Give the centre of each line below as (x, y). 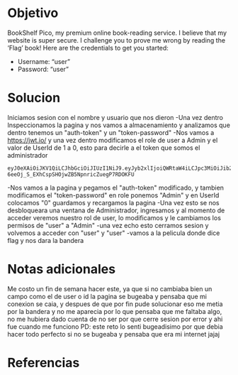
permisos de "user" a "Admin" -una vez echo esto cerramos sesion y (108, 225)
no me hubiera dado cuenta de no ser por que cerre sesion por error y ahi (115, 319)
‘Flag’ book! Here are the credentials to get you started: (88, 48)
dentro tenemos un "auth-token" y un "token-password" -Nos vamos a (111, 132)
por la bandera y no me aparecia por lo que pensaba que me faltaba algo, (115, 311)
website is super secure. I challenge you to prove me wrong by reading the (116, 40)
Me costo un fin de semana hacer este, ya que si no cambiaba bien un (110, 288)
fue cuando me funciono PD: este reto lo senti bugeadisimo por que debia (115, 326)
